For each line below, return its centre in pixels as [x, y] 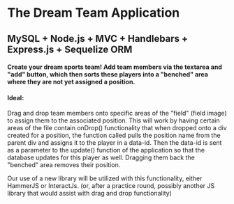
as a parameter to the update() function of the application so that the [106, 150]
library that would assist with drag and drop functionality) [90, 194]
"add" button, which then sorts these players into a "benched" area [108, 74]
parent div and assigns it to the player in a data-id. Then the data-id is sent [115, 143]
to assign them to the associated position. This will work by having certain [114, 120]
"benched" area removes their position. [64, 165]
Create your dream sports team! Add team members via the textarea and [115, 67]
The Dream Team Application [94, 13]
